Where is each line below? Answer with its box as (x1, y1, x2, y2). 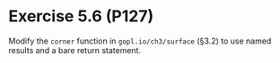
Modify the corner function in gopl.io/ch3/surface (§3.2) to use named (8, 35, 272, 46)
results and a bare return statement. (8, 44, 141, 55)
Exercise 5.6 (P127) (8, 6, 154, 27)
